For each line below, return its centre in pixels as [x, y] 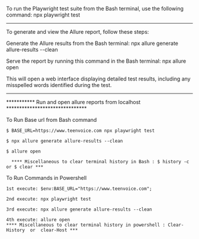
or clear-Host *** [54, 230]
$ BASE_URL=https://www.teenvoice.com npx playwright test [81, 131]
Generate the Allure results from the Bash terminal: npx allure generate [92, 43]
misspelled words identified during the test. [59, 85]
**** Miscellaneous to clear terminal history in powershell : [86, 225]
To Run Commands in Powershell [46, 178]
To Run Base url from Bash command [52, 120]
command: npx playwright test [43, 15]
